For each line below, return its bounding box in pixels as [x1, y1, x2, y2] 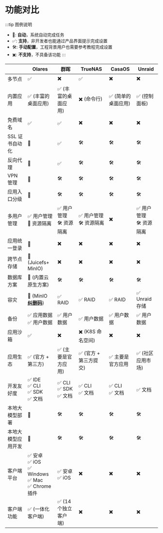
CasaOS [111, 65, 130, 72]
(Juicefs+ [27, 259, 49, 266]
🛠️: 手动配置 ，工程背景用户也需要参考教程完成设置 [12, 44, 113, 50]
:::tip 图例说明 [5, 21, 33, 27]
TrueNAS [81, 65, 102, 72]
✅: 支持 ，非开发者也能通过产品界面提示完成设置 [12, 38, 108, 44]
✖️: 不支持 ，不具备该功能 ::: [12, 52, 66, 57]
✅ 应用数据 [27, 311, 53, 318]
